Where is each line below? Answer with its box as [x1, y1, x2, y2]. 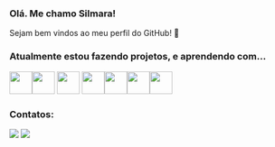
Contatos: [9, 107, 54, 120]
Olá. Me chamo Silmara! [9, 7, 116, 20]
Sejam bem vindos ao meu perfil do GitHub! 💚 [9, 28, 180, 39]
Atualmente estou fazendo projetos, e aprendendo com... [9, 51, 267, 63]
